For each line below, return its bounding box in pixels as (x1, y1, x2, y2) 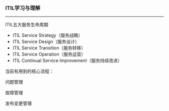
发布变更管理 (5, 100, 32, 106)
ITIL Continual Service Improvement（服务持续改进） (12, 58, 122, 64)
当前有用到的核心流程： (5, 68, 54, 74)
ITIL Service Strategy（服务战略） (12, 32, 83, 38)
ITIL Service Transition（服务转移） (12, 45, 86, 51)
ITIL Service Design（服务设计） (12, 39, 80, 45)
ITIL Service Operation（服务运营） (12, 51, 86, 58)
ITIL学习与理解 (5, 4, 41, 11)
